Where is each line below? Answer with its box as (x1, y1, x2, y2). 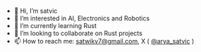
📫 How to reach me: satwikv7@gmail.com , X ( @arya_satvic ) (13, 37, 195, 45)
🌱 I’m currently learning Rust (13, 22, 97, 30)
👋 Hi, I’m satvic (13, 7, 58, 15)
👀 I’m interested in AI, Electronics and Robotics (13, 14, 150, 22)
